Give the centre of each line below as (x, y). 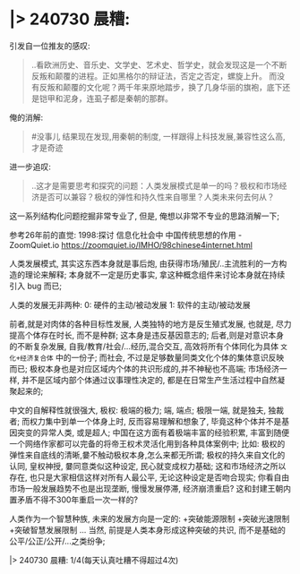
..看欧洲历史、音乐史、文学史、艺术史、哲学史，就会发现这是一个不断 (159, 64)
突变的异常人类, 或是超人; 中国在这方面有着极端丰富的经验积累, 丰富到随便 (153, 433)
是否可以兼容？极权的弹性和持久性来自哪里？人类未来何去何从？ (157, 197)
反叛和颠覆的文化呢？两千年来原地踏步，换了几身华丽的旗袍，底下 (161, 87)
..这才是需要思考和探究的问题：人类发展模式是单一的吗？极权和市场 (155, 185)
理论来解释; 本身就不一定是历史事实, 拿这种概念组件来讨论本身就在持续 (155, 274)
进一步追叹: (30, 167)
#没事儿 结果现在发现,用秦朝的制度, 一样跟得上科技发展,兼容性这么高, (158, 136)
